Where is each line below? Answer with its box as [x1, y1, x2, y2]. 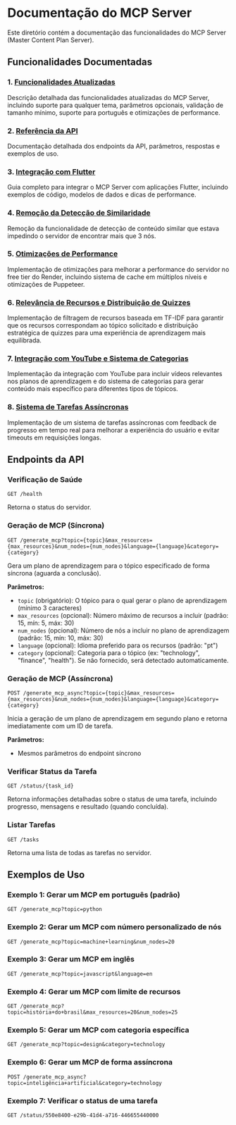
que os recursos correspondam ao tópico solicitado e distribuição [7, 321, 199, 330]
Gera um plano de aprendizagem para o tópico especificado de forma [7, 561, 210, 570]
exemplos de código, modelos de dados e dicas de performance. [7, 190, 197, 199]
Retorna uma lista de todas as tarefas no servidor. [7, 848, 151, 857]
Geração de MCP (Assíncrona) [7, 673, 113, 683]
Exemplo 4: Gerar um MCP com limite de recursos [7, 986, 181, 996]
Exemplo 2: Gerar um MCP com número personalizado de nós [7, 922, 222, 932]
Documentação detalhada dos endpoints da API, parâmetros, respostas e [7, 142, 221, 150]
